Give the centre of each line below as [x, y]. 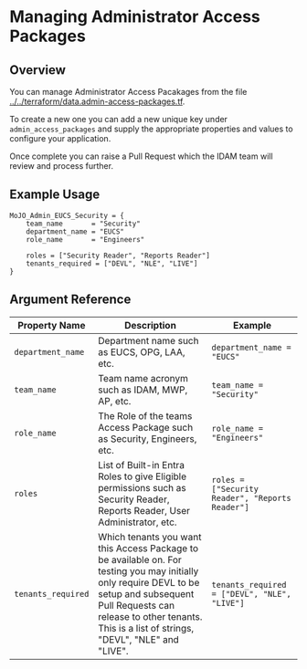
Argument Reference [70, 300]
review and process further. [62, 166]
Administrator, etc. [137, 522]
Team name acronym [143, 378]
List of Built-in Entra [141, 465]
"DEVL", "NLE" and [138, 639]
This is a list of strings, [146, 628]
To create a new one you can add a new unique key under [119, 119]
